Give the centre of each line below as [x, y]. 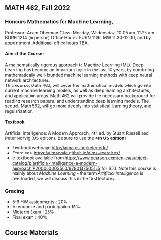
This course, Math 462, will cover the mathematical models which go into [78, 85]
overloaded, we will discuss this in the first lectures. [64, 179]
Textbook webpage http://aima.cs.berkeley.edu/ [60, 148]
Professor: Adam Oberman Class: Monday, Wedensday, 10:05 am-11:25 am [80, 32]
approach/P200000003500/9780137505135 [56, 168]
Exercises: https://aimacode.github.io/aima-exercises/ [66, 153]
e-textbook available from [38, 158]
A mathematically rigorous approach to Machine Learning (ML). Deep [74, 65]
